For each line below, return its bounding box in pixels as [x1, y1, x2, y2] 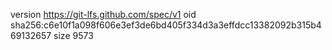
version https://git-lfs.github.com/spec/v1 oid [10, 9, 197, 20]
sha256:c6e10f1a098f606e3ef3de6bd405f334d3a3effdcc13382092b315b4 [10, 19, 322, 31]
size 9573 [53, 30, 94, 41]
